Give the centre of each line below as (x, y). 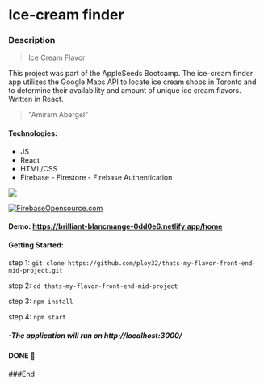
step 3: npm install (41, 302)
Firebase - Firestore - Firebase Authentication (96, 177)
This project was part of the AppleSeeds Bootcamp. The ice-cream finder (131, 74)
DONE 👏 (22, 356)
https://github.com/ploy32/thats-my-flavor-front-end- (162, 264)
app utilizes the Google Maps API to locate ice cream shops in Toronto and (132, 82)
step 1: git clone (36, 263)
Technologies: (33, 133)
